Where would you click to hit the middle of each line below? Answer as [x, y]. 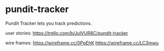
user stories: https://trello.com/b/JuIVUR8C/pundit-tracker [67, 33]
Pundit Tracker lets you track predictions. [49, 23]
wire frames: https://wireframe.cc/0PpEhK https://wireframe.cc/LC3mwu [82, 43]
